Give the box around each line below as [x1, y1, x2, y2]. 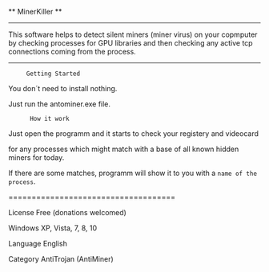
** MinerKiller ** [8, 7, 62, 16]
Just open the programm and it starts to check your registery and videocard [8, 129, 259, 138]
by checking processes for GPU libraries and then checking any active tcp [8, 38, 254, 47]
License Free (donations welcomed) [8, 208, 126, 217]
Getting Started [26, 70, 81, 78]
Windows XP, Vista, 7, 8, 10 [8, 223, 98, 233]
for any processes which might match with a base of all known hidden [8, 144, 239, 154]
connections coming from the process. [8, 47, 136, 56]
